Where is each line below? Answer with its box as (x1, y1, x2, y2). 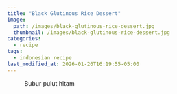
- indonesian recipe (13, 54, 72, 61)
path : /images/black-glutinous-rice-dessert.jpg (13, 22, 155, 29)
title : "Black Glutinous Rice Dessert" (7, 10, 121, 17)
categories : (7, 35, 41, 42)
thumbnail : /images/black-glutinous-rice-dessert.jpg (13, 29, 170, 36)
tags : (7, 48, 23, 55)
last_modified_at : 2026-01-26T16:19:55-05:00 (7, 61, 139, 67)
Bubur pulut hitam (24, 79, 75, 87)
